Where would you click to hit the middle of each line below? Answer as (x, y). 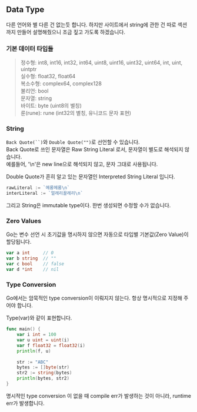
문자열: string (36, 98)
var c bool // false (35, 264)
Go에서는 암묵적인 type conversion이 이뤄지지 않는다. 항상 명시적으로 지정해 (94, 298)
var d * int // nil (33, 270)
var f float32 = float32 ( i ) (51, 345)
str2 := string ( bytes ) (44, 373)
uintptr (29, 69)
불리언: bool (34, 91)
